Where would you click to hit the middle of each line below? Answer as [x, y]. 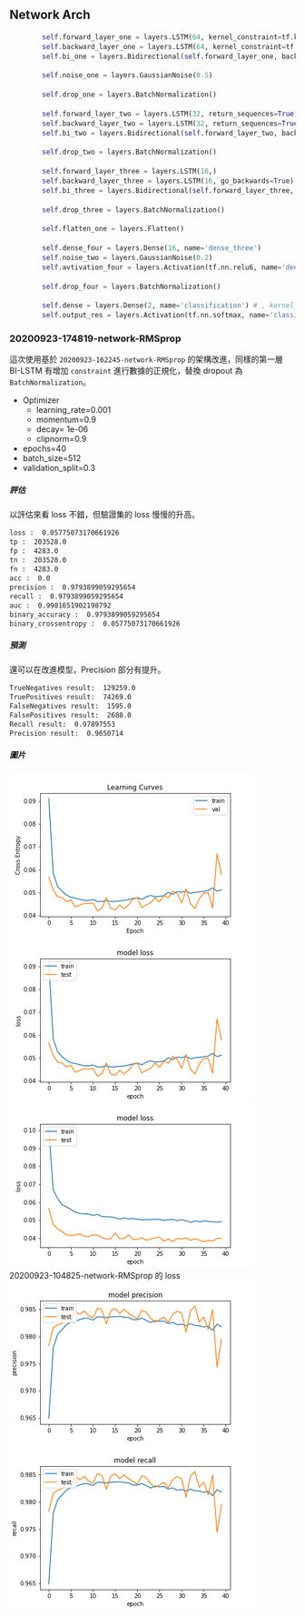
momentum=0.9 [66, 420]
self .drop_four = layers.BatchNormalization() [132, 286]
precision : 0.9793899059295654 [73, 588]
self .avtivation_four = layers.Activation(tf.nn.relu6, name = [162, 267]
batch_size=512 [52, 458]
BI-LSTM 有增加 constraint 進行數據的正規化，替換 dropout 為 [126, 371]
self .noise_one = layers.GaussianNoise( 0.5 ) [128, 75]
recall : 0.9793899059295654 [67, 597]
